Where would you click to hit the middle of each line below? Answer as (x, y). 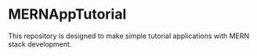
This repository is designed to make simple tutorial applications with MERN (129, 36)
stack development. (40, 44)
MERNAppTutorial (67, 14)
